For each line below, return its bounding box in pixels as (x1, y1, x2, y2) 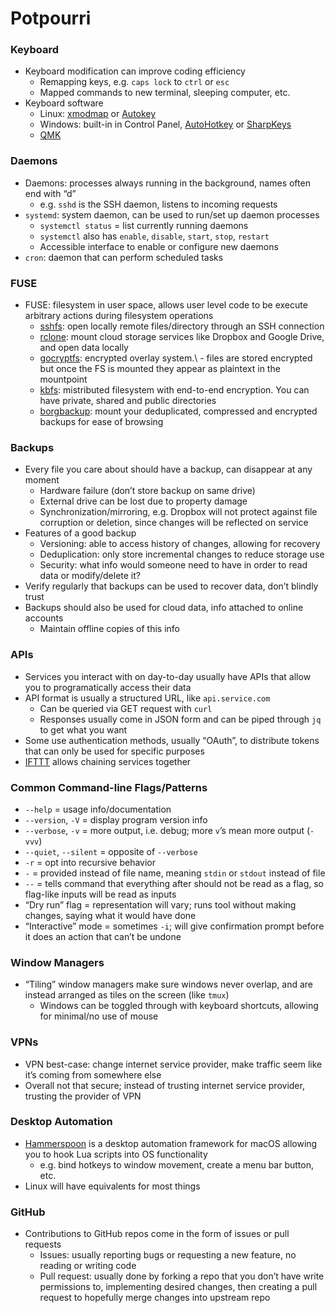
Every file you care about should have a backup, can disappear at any (24, 463, 313, 476)
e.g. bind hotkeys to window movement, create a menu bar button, (39, 1158, 314, 1171)
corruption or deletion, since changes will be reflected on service (39, 517, 309, 529)
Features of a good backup (24, 527, 137, 539)
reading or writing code (39, 1260, 137, 1272)
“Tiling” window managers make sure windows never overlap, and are (24, 978, 313, 991)
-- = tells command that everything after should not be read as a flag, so (24, 877, 324, 889)
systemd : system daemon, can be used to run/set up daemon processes (24, 208, 320, 221)
